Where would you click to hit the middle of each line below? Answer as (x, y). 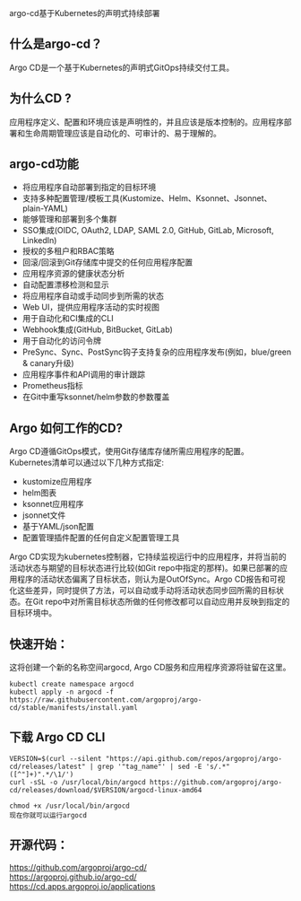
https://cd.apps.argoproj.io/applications (82, 886)
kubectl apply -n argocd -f (62, 692)
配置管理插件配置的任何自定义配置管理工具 (101, 538)
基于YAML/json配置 (58, 527)
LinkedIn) (39, 241)
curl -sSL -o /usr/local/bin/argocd (77, 782)
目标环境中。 (33, 613)
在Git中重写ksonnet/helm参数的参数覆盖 (96, 397)
